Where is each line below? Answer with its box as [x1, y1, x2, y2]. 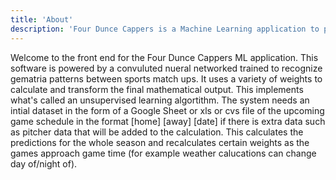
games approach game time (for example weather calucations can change [10, 147, 317, 159]
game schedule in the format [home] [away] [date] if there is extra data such [10, 115, 326, 127]
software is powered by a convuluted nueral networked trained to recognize [10, 62, 323, 74]
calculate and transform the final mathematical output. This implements [10, 83, 304, 95]
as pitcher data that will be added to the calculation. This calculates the [10, 126, 304, 138]
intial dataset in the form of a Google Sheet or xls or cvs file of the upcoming [10, 104, 325, 116]
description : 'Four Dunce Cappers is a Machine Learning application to [10, 24, 320, 34]
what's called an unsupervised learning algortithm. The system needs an [10, 94, 310, 106]
